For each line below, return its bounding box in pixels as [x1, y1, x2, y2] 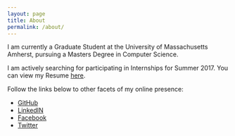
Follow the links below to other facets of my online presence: [7, 85, 184, 94]
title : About [7, 17, 46, 24]
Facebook [17, 113, 47, 122]
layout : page [7, 10, 46, 18]
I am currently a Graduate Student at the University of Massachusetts [7, 43, 208, 51]
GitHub [17, 99, 39, 107]
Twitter [17, 121, 39, 130]
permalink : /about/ [7, 23, 65, 30]
